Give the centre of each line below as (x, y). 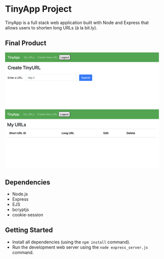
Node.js (20, 194)
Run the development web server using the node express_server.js (80, 247)
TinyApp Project (39, 9)
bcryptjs (20, 210)
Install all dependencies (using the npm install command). (71, 242)
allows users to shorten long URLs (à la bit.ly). (51, 27)
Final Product (26, 43)
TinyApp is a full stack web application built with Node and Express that (77, 23)
